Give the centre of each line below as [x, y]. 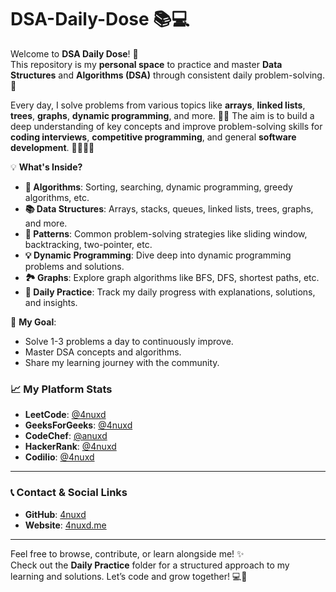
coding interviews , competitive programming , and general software [153, 137]
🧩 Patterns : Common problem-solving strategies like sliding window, [166, 233]
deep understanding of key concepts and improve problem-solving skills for [166, 126]
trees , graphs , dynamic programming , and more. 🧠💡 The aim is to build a [162, 115]
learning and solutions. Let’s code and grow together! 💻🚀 [129, 576]
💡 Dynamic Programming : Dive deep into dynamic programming [158, 255]
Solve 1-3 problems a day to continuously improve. [129, 341]
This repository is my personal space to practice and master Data [146, 64]
